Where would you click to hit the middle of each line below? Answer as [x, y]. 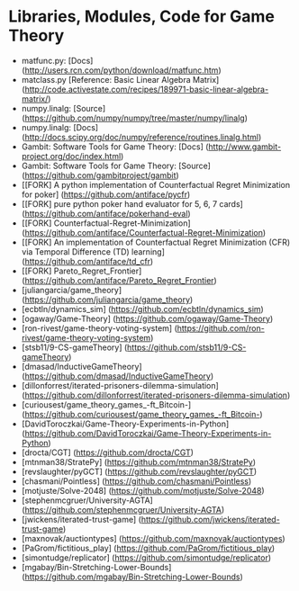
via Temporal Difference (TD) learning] [93, 251]
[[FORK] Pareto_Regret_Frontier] [82, 271]
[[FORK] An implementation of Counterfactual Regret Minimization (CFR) [156, 242]
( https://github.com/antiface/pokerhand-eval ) [106, 213]
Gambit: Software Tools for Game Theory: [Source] [116, 166]
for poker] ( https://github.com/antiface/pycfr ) [106, 194]
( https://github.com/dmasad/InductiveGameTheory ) [117, 376]
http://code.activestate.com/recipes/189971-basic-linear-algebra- [147, 89]
